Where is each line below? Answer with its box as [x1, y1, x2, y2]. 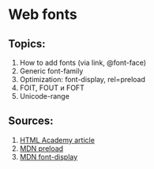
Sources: [8, 115, 54, 128]
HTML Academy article [19, 135, 95, 145]
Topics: [8, 37, 46, 51]
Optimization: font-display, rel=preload [19, 75, 146, 84]
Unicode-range [19, 92, 69, 100]
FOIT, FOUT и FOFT [19, 83, 85, 92]
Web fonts [8, 6, 77, 24]
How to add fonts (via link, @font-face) [19, 58, 147, 67]
